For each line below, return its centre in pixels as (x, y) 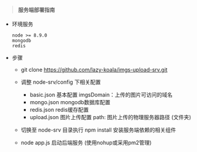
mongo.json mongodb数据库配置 (70, 102)
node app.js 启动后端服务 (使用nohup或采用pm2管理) (86, 143)
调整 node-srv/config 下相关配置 (61, 82)
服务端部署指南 (36, 10)
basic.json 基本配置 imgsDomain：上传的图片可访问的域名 (101, 95)
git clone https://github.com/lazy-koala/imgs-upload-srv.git (94, 70)
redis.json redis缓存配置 (59, 110)
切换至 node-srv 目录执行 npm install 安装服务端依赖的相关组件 (99, 130)
